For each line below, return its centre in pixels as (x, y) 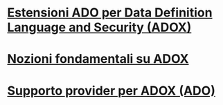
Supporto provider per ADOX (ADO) (111, 90)
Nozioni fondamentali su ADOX (98, 59)
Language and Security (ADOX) (99, 27)
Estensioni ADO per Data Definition (110, 13)
